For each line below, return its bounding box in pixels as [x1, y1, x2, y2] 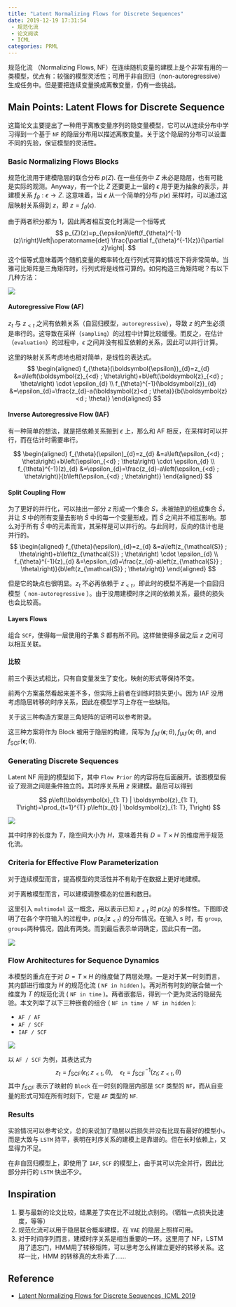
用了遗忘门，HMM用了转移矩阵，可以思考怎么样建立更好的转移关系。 [18, 1243, 218, 1251]
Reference [8, 1273, 55, 1285]
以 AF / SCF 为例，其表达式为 [8, 1055, 92, 1064]
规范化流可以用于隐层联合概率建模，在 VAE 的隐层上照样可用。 [18, 1225, 197, 1234]
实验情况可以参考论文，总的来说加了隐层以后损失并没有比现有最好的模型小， [8, 1126, 229, 1135]
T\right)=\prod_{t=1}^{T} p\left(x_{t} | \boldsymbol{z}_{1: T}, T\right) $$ [15, 803, 221, 812]
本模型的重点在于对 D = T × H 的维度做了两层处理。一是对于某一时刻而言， [8, 973, 224, 981]
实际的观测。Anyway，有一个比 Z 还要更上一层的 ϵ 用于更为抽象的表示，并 [13, 182, 229, 190]
